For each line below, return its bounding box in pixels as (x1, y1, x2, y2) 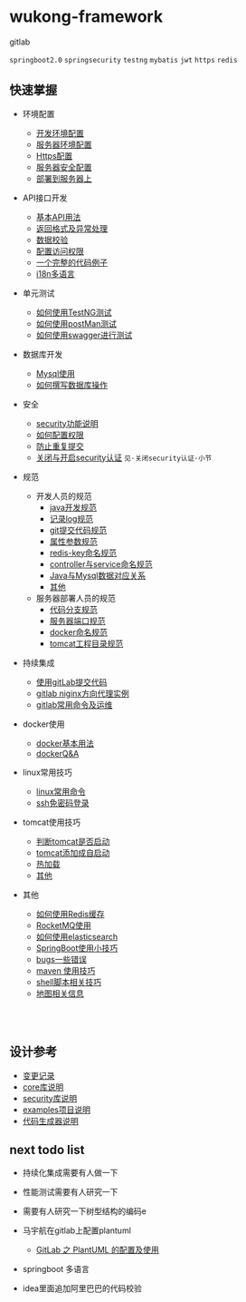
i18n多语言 (35, 268, 75, 279)
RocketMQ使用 (35, 919, 92, 931)
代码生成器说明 (22, 1115, 79, 1126)
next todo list (9, 1141, 85, 1158)
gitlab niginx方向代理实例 (35, 688, 129, 699)
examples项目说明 (22, 1104, 90, 1115)
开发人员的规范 (35, 490, 92, 501)
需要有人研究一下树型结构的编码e (22, 1206, 147, 1217)
